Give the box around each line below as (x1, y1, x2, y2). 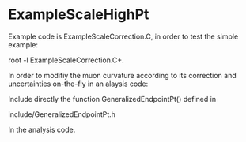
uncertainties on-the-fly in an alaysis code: (8, 79, 149, 88)
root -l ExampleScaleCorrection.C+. (8, 55, 124, 65)
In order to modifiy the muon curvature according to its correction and (8, 70, 237, 80)
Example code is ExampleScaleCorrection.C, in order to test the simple (8, 32, 239, 41)
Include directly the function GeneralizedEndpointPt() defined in (8, 94, 216, 103)
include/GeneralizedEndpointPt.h (8, 109, 116, 119)
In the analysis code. (8, 125, 76, 134)
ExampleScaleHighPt (8, 6, 149, 24)
